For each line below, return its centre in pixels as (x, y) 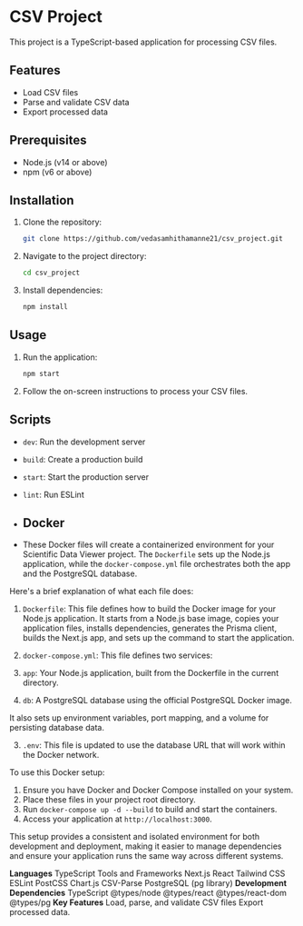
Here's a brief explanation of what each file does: (102, 592)
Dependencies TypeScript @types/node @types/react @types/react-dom (148, 893)
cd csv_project (51, 273)
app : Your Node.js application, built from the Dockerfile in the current (151, 673)
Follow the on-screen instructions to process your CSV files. (135, 391)
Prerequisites (48, 140)
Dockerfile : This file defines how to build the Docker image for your (149, 609)
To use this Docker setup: (57, 772)
